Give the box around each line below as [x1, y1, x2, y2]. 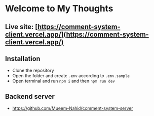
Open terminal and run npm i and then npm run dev [12, 78, 115, 84]
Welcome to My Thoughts [5, 3, 114, 14]
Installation [5, 55, 40, 63]
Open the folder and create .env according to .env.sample [12, 73, 130, 79]
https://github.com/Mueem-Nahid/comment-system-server [12, 105, 133, 111]
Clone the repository [12, 67, 54, 74]
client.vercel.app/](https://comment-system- [5, 30, 149, 38]
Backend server [5, 92, 55, 101]
